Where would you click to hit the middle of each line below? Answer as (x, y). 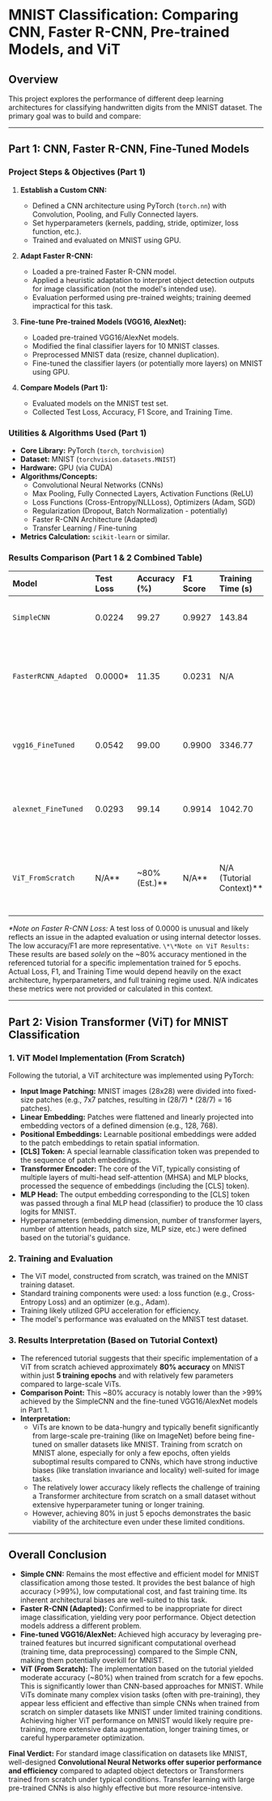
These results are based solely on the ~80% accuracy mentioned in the (127, 954)
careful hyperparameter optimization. (82, 1738)
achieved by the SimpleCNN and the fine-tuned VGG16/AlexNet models (139, 1401)
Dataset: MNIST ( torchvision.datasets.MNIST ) (98, 459)
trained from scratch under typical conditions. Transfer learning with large (132, 1780)
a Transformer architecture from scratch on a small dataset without (144, 1496)
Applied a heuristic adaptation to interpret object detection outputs (143, 280)
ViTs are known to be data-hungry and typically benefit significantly (145, 1427)
